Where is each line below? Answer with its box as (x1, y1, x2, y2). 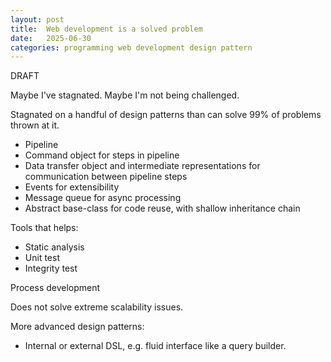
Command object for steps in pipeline (24, 149, 180, 161)
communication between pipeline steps (24, 171, 188, 183)
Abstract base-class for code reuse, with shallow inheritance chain (24, 202, 301, 215)
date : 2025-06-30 (10, 33, 92, 43)
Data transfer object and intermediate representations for (24, 160, 261, 172)
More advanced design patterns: (10, 321, 145, 333)
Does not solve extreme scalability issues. (10, 301, 184, 313)
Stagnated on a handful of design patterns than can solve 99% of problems (10, 109, 322, 121)
